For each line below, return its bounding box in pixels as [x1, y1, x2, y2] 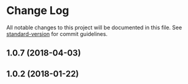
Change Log [6, 4, 69, 18]
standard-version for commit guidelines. [6, 30, 108, 37]
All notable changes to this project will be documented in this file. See [6, 24, 182, 31]
